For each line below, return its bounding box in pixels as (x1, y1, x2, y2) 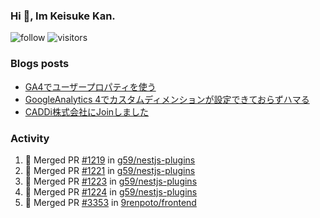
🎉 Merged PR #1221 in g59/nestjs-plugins (24, 164, 196, 176)
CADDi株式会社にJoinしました (24, 105, 150, 118)
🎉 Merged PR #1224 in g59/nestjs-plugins (24, 185, 198, 198)
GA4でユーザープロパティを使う (24, 80, 157, 93)
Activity (10, 131, 50, 145)
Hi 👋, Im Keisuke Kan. (10, 9, 116, 23)
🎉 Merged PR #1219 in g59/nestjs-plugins (24, 154, 196, 166)
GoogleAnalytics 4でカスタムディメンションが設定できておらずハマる (24, 93, 310, 105)
